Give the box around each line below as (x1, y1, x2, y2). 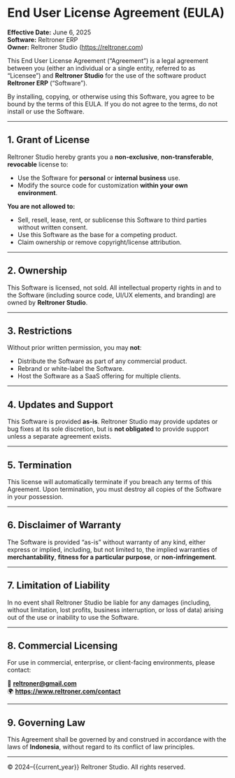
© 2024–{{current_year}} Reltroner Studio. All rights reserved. (7, 763, 186, 771)
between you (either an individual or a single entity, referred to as (7, 64, 196, 72)
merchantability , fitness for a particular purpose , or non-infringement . (7, 553, 217, 561)
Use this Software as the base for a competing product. (17, 230, 178, 239)
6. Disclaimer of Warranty (7, 519, 122, 531)
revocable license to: (7, 160, 69, 169)
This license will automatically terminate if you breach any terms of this (7, 478, 212, 486)
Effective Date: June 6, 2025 (7, 28, 92, 36)
